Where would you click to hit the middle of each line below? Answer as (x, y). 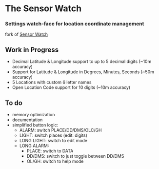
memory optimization (33, 115)
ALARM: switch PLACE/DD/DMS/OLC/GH (60, 130)
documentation (27, 120)
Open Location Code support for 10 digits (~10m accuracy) (71, 87)
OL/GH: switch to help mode (55, 161)
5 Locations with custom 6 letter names (52, 82)
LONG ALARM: (34, 146)
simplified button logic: (35, 125)
